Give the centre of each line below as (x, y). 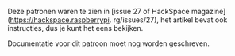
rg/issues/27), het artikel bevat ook (170, 20)
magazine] (208, 11)
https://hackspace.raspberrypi (60, 20)
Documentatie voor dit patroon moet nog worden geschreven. (108, 43)
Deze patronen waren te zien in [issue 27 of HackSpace (98, 11)
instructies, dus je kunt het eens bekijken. (75, 28)
